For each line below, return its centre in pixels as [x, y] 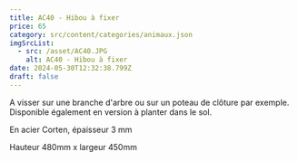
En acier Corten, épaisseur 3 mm [71, 129]
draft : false [34, 77]
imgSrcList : [32, 43]
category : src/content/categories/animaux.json [101, 34]
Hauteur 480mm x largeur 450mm [74, 147]
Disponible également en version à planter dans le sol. [111, 112]
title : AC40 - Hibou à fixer [65, 18]
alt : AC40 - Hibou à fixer [77, 60]
